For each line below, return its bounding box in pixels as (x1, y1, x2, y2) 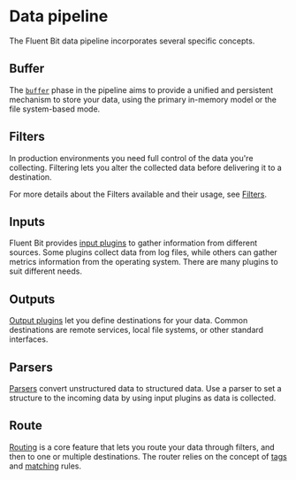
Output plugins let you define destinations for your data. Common (9, 315, 248, 326)
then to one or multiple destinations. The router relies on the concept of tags (9, 451, 287, 461)
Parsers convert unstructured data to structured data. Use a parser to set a (9, 383, 282, 393)
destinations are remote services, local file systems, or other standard (9, 325, 263, 336)
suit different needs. (9, 266, 82, 276)
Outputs (9, 291, 56, 306)
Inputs (9, 214, 46, 229)
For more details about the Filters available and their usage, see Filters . (9, 189, 268, 199)
